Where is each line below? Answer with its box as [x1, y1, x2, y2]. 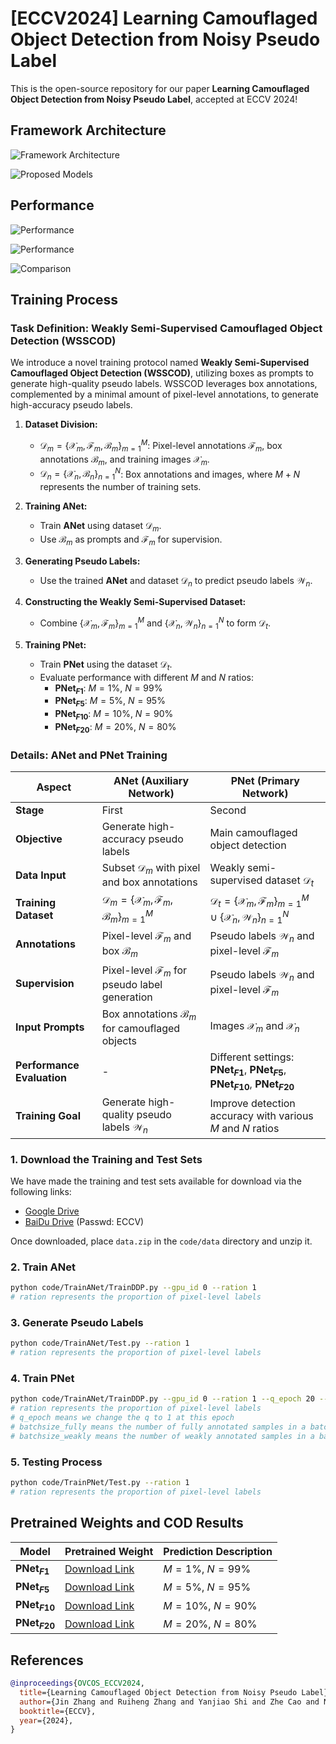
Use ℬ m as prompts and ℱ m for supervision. [39, 533, 223, 547]
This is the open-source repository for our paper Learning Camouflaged [10, 82, 310, 94]
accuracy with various [209, 1109, 314, 1123]
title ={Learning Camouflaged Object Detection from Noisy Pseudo [19, 1687, 298, 1697]
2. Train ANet [10, 1260, 76, 1274]
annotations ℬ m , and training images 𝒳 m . [39, 453, 210, 467]
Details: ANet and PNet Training [10, 748, 168, 762]
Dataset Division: [24, 418, 98, 431]
